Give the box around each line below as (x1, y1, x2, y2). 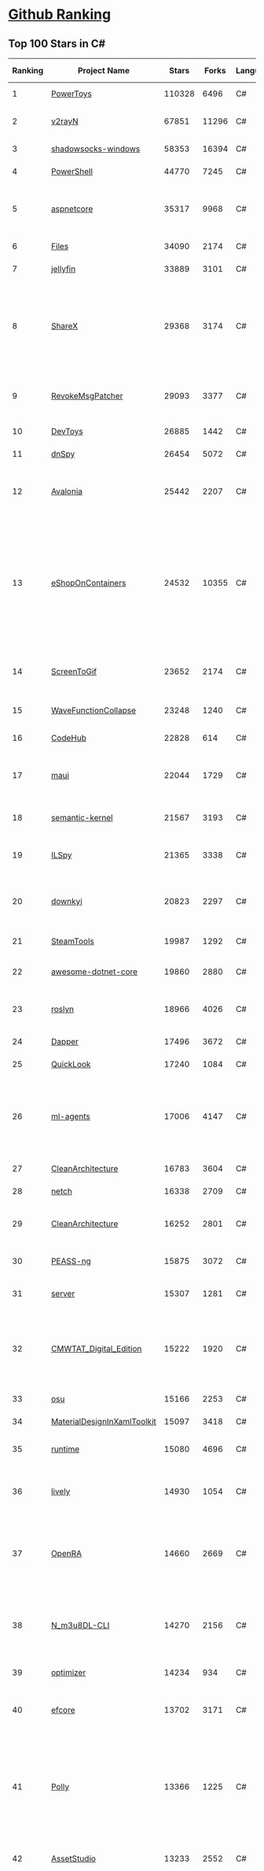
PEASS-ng (50, 1256, 92, 1266)
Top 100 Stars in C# (8, 37, 106, 50)
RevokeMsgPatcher (50, 391, 123, 401)
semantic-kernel (50, 813, 113, 823)
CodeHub (50, 732, 86, 743)
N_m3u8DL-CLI (50, 1620, 110, 1631)
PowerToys (50, 88, 92, 99)
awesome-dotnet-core (50, 966, 138, 977)
